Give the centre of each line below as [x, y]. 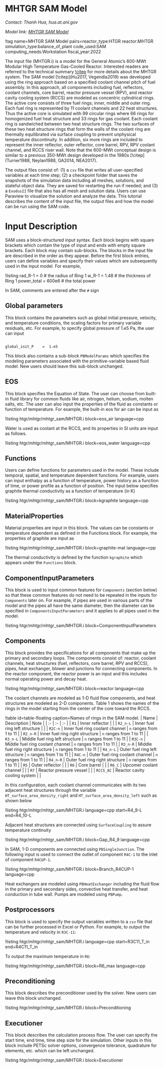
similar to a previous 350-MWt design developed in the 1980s [67, 155]
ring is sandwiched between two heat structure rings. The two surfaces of [80, 124]
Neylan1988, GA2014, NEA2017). [64, 160]
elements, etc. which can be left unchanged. [50, 1051]
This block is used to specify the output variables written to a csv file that [79, 922]
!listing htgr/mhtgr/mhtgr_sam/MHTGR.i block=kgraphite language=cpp [77, 501]
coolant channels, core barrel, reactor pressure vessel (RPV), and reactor [79, 92]
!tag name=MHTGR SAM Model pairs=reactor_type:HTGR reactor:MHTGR [79, 41]
